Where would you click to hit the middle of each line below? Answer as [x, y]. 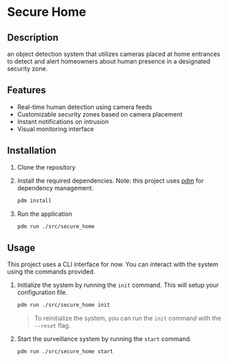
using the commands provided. [51, 272]
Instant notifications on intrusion [63, 121]
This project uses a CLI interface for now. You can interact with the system [113, 264]
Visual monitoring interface [55, 129]
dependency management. [55, 188]
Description [33, 38]
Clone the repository [46, 167]
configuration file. [42, 292]
